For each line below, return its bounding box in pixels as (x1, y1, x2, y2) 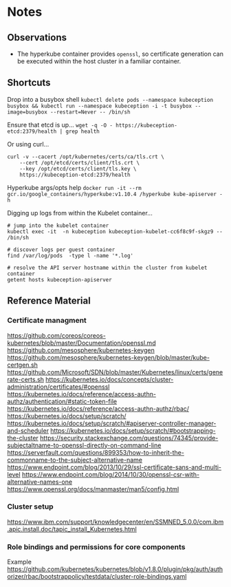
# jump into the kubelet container (7, 222, 109, 229)
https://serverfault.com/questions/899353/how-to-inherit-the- (7, 448, 184, 456)
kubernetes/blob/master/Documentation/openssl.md (7, 339, 156, 347)
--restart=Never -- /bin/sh (50, 108, 131, 116)
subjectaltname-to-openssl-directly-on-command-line (7, 441, 162, 449)
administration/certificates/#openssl (7, 383, 110, 391)
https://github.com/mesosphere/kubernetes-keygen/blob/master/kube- (7, 353, 210, 361)
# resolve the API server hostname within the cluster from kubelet (7, 264, 208, 271)
